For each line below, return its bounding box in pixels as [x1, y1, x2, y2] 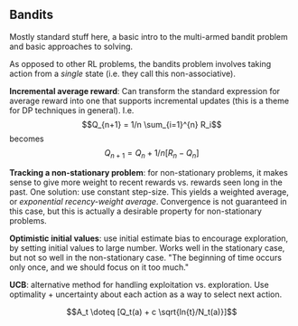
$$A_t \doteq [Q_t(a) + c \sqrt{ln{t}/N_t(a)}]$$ [66, 306, 237, 317]
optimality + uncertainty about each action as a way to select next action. [9, 289, 283, 300]
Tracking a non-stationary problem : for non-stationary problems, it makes [9, 167, 289, 177]
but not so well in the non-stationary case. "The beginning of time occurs [9, 252, 283, 263]
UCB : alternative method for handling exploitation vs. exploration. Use [9, 279, 269, 290]
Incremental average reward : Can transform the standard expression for [9, 85, 281, 96]
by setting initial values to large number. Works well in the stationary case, [9, 242, 285, 253]
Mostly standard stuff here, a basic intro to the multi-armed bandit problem [9, 31, 289, 42]
